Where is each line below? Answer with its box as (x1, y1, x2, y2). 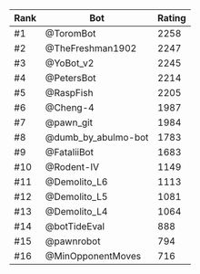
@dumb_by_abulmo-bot (45, 132, 149, 143)
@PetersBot (45, 72, 97, 84)
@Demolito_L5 (45, 191, 108, 203)
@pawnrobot (45, 235, 101, 248)
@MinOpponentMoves (45, 250, 142, 262)
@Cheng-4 (45, 101, 95, 113)
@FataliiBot (45, 146, 94, 158)
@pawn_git (45, 116, 94, 129)
